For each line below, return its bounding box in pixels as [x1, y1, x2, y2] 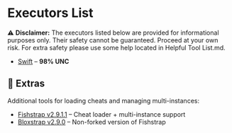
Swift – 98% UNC [17, 57, 70, 65]
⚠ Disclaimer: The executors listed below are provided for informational [7, 28, 219, 37]
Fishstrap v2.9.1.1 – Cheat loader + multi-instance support [17, 110, 186, 118]
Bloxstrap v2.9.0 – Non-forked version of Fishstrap [17, 117, 167, 126]
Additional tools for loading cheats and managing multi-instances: [7, 96, 200, 105]
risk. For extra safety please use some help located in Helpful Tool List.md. [7, 43, 226, 52]
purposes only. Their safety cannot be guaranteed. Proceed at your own [7, 35, 219, 44]
